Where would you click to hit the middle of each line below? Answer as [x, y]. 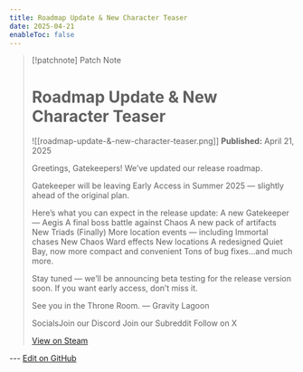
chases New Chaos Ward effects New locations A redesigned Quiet [157, 242]
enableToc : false [42, 34]
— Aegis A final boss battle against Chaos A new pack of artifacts [154, 223]
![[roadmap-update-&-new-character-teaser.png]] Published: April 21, [163, 141]
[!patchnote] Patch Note [76, 61]
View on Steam [60, 341]
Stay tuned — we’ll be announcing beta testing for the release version [161, 279]
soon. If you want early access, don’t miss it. [114, 288]
